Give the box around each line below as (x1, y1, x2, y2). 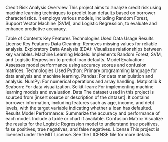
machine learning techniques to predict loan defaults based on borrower (5, 10, 156, 16)
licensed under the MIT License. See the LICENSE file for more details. (5, 132, 152, 137)
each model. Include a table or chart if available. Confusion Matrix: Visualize (5, 116, 163, 121)
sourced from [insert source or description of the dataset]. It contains (5, 94, 150, 100)
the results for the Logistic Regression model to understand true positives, (5, 121, 159, 127)
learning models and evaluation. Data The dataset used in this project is (5, 89, 154, 95)
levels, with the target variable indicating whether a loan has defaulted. (5, 105, 152, 111)
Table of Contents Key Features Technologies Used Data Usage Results (5, 35, 154, 41)
